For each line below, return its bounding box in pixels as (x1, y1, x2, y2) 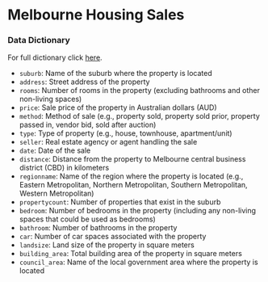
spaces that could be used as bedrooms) (19, 214, 157, 224)
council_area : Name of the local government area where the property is (19, 257, 259, 267)
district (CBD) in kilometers (19, 163, 110, 173)
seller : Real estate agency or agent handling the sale (19, 137, 198, 147)
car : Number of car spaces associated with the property (19, 232, 207, 242)
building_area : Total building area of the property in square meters (19, 249, 243, 259)
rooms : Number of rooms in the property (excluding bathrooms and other (19, 86, 260, 95)
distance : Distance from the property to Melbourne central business (19, 154, 246, 164)
